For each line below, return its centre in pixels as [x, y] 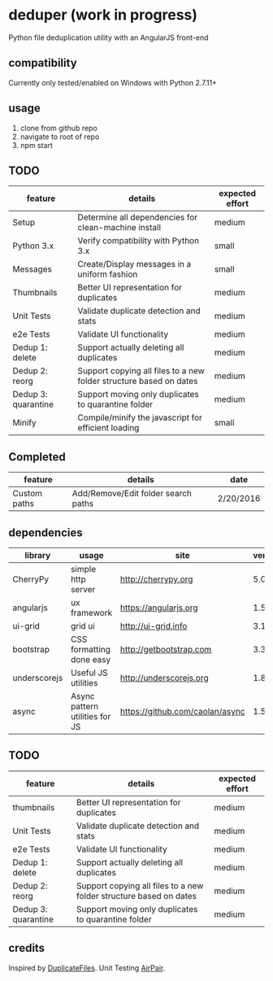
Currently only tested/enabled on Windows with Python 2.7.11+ [113, 82]
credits [27, 948]
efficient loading [108, 428]
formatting [91, 650]
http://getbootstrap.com [166, 650]
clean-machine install [119, 228]
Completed [37, 457]
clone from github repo [58, 128]
